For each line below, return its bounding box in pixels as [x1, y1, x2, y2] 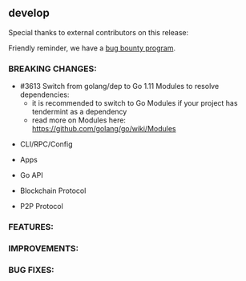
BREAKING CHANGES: [8, 63, 98, 74]
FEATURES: [8, 222, 54, 233]
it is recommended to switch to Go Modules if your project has [31, 98, 238, 108]
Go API [19, 171, 43, 180]
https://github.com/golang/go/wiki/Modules [31, 124, 176, 134]
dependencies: [19, 90, 70, 99]
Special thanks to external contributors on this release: [8, 27, 189, 37]
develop [8, 6, 50, 20]
